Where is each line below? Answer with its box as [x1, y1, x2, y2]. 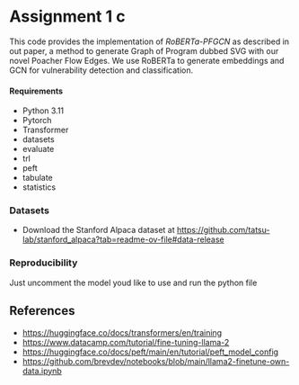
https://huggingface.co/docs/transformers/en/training [22, 327, 223, 338]
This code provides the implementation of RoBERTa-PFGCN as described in [9, 36, 290, 47]
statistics [22, 182, 57, 192]
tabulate [22, 173, 54, 184]
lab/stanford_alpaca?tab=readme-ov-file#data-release [22, 234, 224, 245]
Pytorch [22, 115, 52, 126]
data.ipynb [22, 365, 63, 376]
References [9, 303, 75, 318]
